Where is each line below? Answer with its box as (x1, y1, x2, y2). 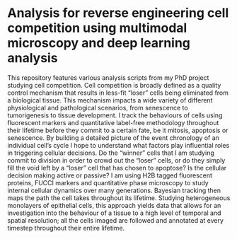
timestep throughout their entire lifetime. (7, 223, 125, 232)
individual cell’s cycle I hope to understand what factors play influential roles (7, 141, 230, 149)
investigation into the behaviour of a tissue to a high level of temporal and (7, 209, 221, 217)
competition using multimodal (7, 20, 187, 36)
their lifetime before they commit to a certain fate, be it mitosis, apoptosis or (7, 126, 229, 134)
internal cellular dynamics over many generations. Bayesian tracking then (7, 186, 221, 194)
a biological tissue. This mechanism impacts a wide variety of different (7, 95, 213, 104)
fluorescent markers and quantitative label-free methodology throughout (7, 118, 219, 127)
